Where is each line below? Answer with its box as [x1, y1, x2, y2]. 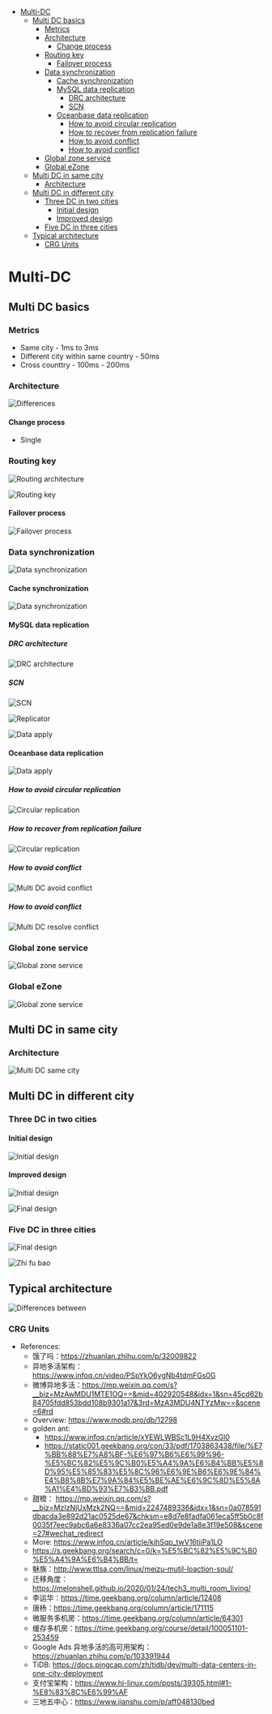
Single [19, 435, 42, 445]
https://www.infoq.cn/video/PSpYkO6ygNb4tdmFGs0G [32, 1370, 216, 1381]
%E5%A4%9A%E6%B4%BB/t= [32, 1554, 139, 1564]
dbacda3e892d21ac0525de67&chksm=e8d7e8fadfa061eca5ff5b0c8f [32, 1511, 264, 1521]
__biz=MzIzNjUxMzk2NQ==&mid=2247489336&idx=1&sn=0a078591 [32, 1503, 261, 1513]
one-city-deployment [32, 1669, 104, 1678]
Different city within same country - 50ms [19, 351, 159, 361]
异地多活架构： [32, 1361, 83, 1371]
